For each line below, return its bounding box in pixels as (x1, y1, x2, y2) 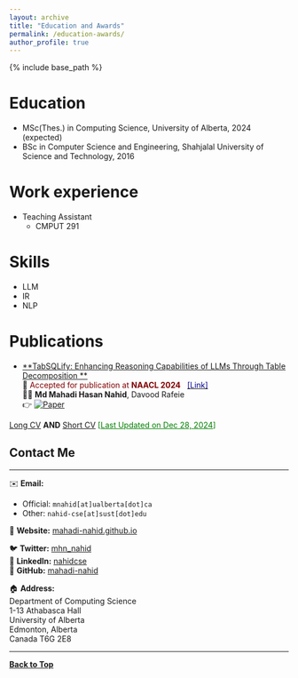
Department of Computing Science (9, 595, 137, 606)
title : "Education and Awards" (9, 21, 125, 30)
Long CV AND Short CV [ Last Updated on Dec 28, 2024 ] (9, 419, 216, 430)
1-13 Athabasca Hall (9, 605, 82, 616)
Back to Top (9, 658, 54, 669)
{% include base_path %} (9, 62, 103, 73)
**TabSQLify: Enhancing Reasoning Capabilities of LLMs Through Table (21, 361, 286, 371)
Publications (9, 331, 104, 352)
